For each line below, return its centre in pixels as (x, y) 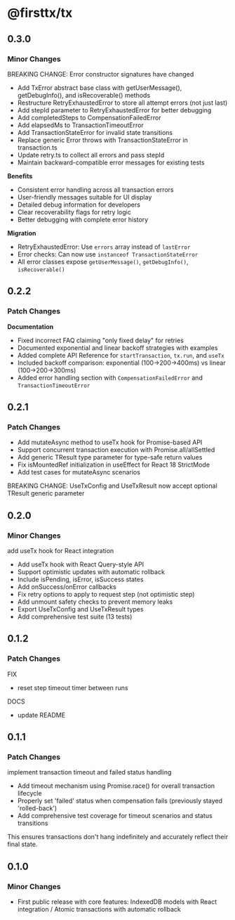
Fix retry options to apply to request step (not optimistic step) (106, 594)
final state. (22, 844)
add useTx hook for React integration (61, 550)
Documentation (31, 326)
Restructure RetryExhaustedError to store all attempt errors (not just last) (122, 103)
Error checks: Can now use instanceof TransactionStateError (108, 254)
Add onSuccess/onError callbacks (67, 587)
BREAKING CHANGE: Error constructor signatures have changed (101, 74)
